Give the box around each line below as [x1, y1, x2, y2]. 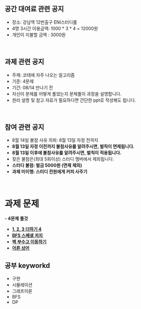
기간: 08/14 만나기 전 [11, 85, 53, 91]
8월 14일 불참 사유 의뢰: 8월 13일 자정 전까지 [11, 137, 98, 143]
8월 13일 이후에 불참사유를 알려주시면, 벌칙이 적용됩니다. [11, 150, 122, 156]
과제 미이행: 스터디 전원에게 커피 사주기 [11, 169, 88, 175]
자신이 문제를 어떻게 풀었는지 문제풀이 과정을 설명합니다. [11, 91, 122, 97]
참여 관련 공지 [4, 123, 44, 132]
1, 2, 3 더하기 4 [11, 226, 42, 233]
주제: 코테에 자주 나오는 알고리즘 [11, 72, 75, 78]
